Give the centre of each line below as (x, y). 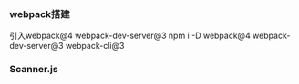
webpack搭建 (40, 14)
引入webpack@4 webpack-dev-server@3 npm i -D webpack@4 (130, 36)
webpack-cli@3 (95, 46)
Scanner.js (34, 70)
